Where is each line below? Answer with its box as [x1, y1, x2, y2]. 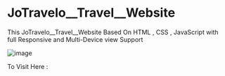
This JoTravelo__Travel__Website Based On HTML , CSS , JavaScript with [7, 28, 219, 36]
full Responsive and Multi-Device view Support [7, 35, 143, 43]
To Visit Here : [7, 62, 49, 70]
